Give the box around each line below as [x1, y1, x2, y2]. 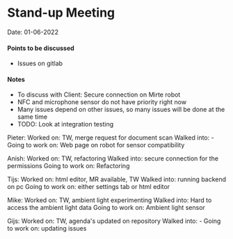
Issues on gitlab [17, 59, 63, 67]
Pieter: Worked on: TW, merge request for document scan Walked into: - [7, 133, 214, 142]
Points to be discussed [7, 44, 74, 52]
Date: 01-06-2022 [7, 28, 59, 36]
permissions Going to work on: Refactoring [7, 162, 130, 170]
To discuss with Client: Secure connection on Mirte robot [17, 90, 181, 99]
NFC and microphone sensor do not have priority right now [17, 98, 186, 106]
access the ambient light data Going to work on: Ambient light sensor [7, 204, 205, 212]
